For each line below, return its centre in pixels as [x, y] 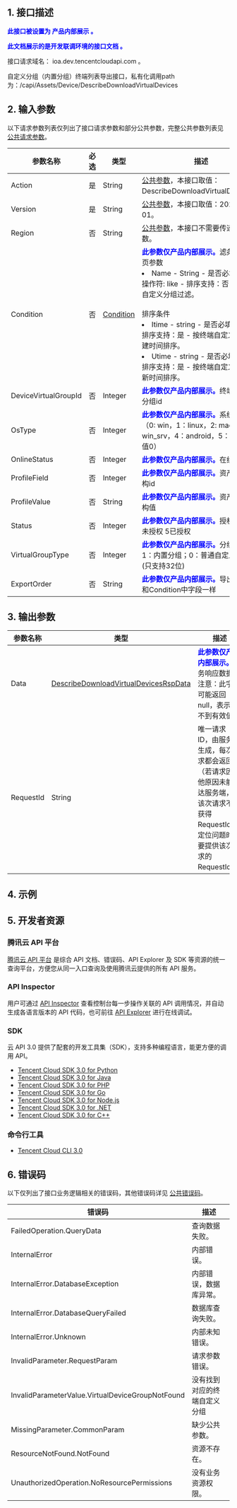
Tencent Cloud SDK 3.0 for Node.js [68, 1100]
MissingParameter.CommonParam [68, 1429]
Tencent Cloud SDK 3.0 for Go [61, 1093]
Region [23, 233]
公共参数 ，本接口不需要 [181, 228]
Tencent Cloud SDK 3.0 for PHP [63, 1085]
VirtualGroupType [40, 555]
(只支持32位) [164, 566]
